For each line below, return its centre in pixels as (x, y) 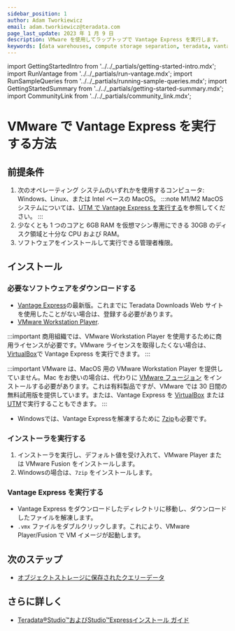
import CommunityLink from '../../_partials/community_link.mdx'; (99, 96)
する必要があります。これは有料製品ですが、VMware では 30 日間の (129, 386)
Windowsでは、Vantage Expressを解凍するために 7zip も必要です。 (114, 418)
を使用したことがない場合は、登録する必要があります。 (97, 314)
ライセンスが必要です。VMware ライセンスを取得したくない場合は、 (111, 345)
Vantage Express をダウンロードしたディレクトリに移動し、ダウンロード (122, 509)
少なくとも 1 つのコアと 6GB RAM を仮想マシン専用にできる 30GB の (116, 225)
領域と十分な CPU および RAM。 (77, 234)
